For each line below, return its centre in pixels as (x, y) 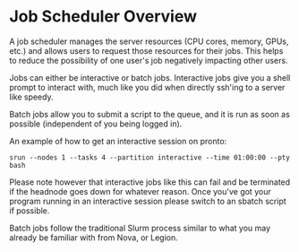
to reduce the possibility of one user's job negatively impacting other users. (149, 60)
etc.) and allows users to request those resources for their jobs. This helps (146, 50)
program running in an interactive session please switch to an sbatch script (148, 201)
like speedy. (31, 97)
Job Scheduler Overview (103, 17)
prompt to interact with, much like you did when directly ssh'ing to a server (147, 87)
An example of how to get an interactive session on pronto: (118, 141)
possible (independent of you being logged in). (96, 124)
